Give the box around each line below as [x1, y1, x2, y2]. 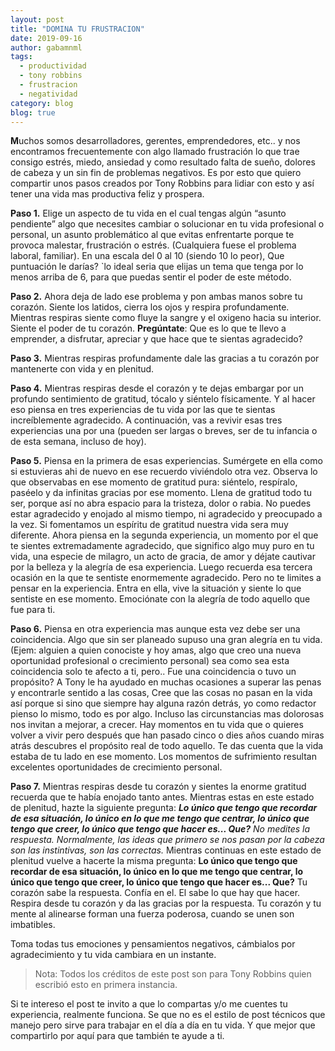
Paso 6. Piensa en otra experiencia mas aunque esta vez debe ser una [10, 623, 301, 635]
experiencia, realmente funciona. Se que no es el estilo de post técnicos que [10, 1009, 326, 1021]
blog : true [10, 107, 56, 118]
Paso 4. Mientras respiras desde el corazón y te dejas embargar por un [10, 382, 304, 395]
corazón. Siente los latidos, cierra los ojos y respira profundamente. [10, 301, 290, 313]
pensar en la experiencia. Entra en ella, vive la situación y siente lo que [10, 582, 302, 595]
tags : [10, 52, 33, 62]
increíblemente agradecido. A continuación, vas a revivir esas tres [10, 414, 283, 426]
